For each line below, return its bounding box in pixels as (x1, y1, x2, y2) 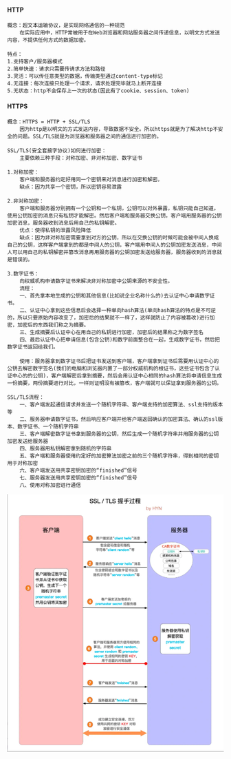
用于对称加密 (7, 460, 38, 467)
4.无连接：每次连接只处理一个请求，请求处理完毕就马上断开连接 (7, 80, 162, 87)
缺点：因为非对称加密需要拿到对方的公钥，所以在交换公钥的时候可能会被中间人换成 (19, 234, 219, 241)
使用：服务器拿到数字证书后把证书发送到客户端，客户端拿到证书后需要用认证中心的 (19, 358, 219, 365)
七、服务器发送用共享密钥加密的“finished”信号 (19, 475, 137, 481)
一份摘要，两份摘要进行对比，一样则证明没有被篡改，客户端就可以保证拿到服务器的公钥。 (7, 379, 222, 387)
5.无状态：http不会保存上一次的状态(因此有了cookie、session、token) (7, 87, 190, 94)
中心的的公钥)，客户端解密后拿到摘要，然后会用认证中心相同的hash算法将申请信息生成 (12, 373, 222, 379)
